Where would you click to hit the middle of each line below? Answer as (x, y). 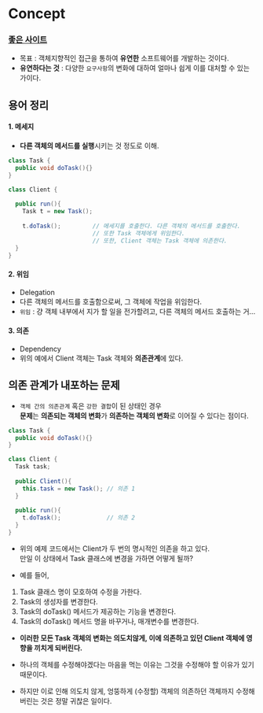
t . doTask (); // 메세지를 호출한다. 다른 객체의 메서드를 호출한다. (131, 226)
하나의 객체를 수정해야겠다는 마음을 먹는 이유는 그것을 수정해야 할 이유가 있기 (137, 664)
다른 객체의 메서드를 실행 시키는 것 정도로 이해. (89, 146)
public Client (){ (44, 481)
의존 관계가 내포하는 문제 (64, 385)
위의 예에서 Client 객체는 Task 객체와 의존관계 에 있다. (101, 358)
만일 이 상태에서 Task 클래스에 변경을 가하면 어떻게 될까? (106, 558)
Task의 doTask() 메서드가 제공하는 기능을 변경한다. (98, 611)
